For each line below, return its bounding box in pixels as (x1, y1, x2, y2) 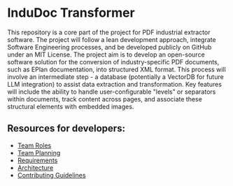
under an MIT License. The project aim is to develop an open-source (7, 50, 205, 59)
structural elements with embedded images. (7, 102, 134, 110)
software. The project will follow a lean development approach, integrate (7, 35, 216, 43)
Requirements (17, 156, 58, 164)
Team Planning (17, 148, 61, 157)
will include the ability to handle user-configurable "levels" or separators (7, 87, 216, 96)
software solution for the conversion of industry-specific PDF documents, (7, 57, 220, 66)
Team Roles (17, 141, 52, 150)
